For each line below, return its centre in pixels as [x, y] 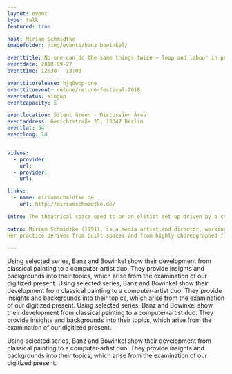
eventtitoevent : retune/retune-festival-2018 [74, 90]
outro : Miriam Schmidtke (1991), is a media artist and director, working [117, 229]
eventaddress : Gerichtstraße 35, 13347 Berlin [75, 122]
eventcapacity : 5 [32, 103]
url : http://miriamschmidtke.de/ [68, 204]
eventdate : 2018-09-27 [40, 64]
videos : [18, 153]
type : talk [23, 20]
